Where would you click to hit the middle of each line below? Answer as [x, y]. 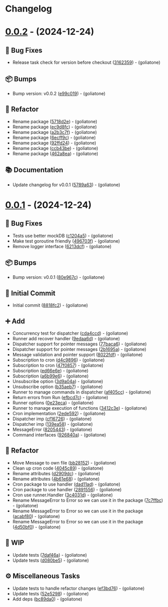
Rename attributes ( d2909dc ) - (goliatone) [56, 473]
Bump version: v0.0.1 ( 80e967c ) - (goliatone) [58, 277]
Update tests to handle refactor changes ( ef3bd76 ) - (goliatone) [78, 588]
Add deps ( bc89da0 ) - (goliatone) [47, 599]
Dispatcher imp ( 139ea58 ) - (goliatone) [52, 424]
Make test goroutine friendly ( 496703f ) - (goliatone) [66, 241]
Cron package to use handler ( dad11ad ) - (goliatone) [66, 484]
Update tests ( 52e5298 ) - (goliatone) [51, 593]
